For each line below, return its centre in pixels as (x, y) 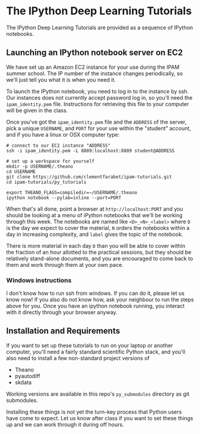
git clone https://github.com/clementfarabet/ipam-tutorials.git (89, 177)
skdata (23, 382)
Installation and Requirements (63, 331)
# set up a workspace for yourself (50, 161)
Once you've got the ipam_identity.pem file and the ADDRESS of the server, (96, 122)
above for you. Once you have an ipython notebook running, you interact (96, 306)
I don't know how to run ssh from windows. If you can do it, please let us (96, 293)
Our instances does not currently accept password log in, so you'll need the (99, 97)
